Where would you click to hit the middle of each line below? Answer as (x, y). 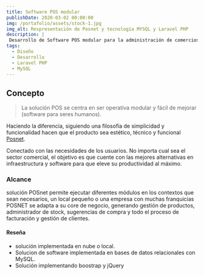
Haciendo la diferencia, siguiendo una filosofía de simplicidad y (86, 126)
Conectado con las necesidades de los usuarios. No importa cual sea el (96, 151)
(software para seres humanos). (61, 114)
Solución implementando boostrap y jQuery (70, 265)
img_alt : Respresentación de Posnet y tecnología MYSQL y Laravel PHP (97, 29)
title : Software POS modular (43, 12)
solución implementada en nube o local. (65, 246)
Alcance (19, 179)
